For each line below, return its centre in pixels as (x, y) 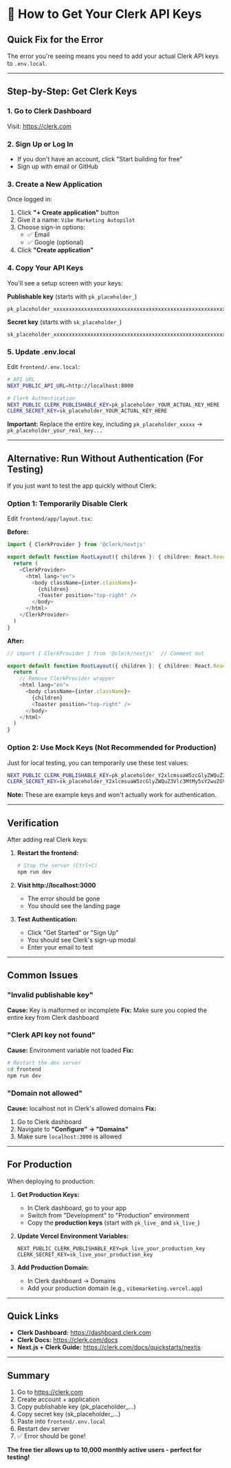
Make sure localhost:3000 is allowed (69, 1136)
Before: (18, 532)
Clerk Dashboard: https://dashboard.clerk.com (84, 1333)
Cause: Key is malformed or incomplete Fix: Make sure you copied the (107, 1010)
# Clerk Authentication (41, 398)
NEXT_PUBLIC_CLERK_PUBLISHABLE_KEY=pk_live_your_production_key (111, 1248)
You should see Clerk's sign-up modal (81, 940)
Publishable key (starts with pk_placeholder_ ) (72, 296)
